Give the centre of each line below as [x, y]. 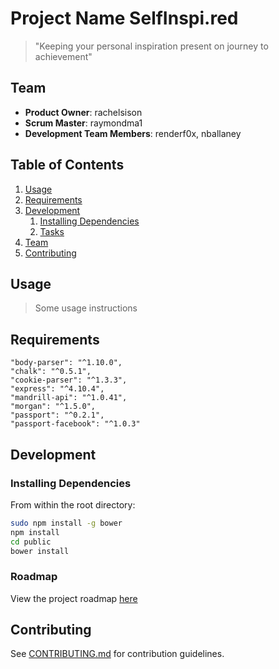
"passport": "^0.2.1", [57, 415]
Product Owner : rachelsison [83, 112]
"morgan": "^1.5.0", [53, 407]
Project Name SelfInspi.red [124, 18]
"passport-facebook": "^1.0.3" [75, 424]
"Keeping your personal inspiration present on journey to [151, 46]
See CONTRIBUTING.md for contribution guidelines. [117, 654]
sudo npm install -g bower [66, 523]
